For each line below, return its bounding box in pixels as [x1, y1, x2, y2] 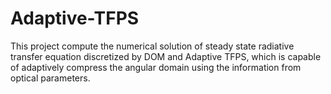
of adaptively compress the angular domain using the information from [10, 61, 302, 73]
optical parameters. [10, 72, 91, 84]
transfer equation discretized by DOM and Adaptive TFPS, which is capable [10, 50, 322, 62]
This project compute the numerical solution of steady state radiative [10, 40, 295, 52]
